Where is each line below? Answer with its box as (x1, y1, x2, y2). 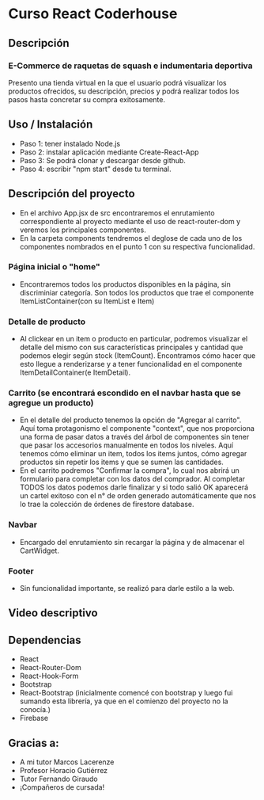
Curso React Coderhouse (8, 5, 178, 23)
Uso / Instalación (8, 118, 93, 131)
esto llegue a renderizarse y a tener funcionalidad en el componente (19, 360, 243, 369)
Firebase (19, 714, 49, 723)
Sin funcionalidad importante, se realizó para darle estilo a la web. (19, 583, 235, 592)
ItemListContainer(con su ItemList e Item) (19, 296, 155, 306)
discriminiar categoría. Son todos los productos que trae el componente (19, 288, 255, 297)
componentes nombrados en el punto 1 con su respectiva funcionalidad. (19, 242, 255, 251)
